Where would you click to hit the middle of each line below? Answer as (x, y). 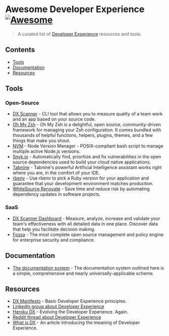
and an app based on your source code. (54, 119)
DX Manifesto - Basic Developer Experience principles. (70, 301)
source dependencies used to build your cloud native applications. (82, 162)
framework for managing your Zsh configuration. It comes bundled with (87, 130)
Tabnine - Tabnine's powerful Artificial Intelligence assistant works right (87, 167)
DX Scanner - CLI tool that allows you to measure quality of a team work (88, 114)
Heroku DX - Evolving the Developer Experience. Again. (70, 312)
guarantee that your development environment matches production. (83, 184)
